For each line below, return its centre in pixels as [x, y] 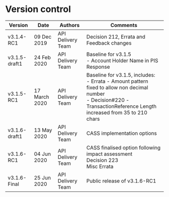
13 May [43, 130]
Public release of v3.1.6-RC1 [121, 180]
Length [148, 106]
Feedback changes [109, 43]
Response [98, 67]
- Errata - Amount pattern [117, 81]
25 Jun [43, 177]
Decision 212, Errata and [116, 37]
